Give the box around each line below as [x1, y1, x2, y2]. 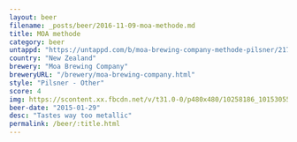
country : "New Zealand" [9, 54, 97, 63]
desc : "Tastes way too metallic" [9, 111, 133, 120]
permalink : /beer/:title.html [9, 120, 121, 129]
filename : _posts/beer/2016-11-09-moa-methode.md [9, 21, 196, 30]
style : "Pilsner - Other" [9, 78, 104, 87]
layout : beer [9, 12, 57, 22]
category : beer [9, 37, 65, 47]
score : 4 [9, 86, 42, 95]
